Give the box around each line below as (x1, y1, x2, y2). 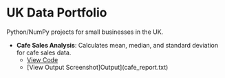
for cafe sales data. (16, 48, 72, 57)
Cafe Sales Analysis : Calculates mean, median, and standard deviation (16, 41, 219, 49)
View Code (26, 55, 58, 64)
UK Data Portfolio (6, 5, 107, 21)
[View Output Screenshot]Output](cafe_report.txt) (26, 63, 169, 71)
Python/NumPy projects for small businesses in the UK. (6, 28, 164, 36)
